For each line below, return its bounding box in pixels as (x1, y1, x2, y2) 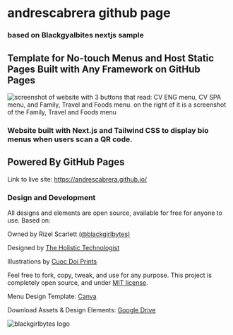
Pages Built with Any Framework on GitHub (7, 63, 201, 75)
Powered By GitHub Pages (7, 156, 125, 168)
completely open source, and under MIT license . (7, 278, 148, 287)
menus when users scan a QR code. (7, 134, 133, 144)
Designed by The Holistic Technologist (7, 243, 120, 252)
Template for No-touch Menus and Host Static (7, 52, 214, 64)
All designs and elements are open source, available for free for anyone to (7, 208, 222, 217)
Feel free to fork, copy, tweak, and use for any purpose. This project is (7, 271, 212, 279)
